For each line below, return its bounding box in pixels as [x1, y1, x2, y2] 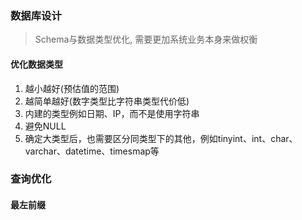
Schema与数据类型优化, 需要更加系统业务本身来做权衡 [34, 33, 258, 46]
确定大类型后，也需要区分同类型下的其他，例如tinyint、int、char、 [24, 132, 298, 144]
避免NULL [24, 120, 67, 132]
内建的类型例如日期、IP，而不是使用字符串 [24, 107, 200, 119]
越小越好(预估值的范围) [24, 82, 120, 94]
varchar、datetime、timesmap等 [24, 145, 160, 157]
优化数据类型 [10, 58, 63, 70]
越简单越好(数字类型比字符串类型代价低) [24, 95, 190, 107]
